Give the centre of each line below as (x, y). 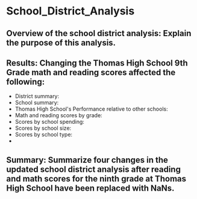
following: (26, 81)
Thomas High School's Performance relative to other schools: (91, 109)
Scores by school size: (43, 128)
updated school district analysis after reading (93, 169)
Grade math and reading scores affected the (91, 72)
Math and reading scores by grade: (58, 115)
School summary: (37, 103)
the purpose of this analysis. (61, 42)
